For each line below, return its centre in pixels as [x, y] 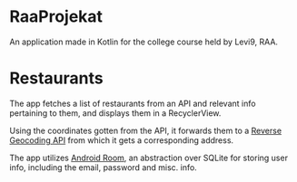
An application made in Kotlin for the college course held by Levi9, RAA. [144, 42]
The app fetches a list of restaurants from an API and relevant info [133, 103]
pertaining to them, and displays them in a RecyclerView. [115, 113]
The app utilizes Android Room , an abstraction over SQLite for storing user [149, 158]
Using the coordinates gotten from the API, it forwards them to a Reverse [146, 130]
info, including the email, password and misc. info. [103, 167]
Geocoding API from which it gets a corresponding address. [122, 140]
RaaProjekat [56, 17]
